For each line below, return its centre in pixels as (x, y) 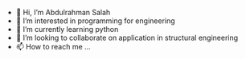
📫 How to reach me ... (53, 47)
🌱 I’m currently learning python (67, 29)
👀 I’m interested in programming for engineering (95, 21)
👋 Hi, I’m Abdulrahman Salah (63, 12)
